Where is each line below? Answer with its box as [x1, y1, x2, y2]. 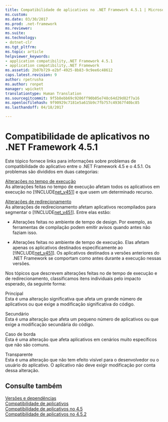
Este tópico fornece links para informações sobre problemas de [5, 158, 136, 164]
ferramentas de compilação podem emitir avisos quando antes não [12, 224, 151, 230]
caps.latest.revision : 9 [5, 72, 57, 77]
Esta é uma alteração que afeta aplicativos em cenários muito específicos [5, 336, 157, 342]
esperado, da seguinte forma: [5, 280, 66, 286]
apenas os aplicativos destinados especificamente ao [12, 244, 123, 250]
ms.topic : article [5, 49, 43, 54]
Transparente [5, 351, 33, 357]
